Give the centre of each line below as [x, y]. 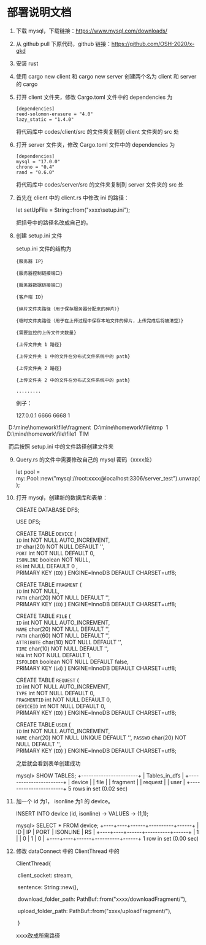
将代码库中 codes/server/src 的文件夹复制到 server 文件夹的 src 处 [100, 184]
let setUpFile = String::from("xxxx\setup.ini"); [73, 210]
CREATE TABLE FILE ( [43, 616]
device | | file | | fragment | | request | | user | [128, 782]
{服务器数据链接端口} [39, 285]
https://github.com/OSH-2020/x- [153, 44]
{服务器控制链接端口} [39, 273]
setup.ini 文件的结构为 [44, 249]
